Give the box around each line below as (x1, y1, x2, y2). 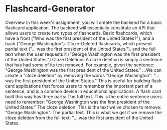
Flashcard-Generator (5, 3, 95, 14)
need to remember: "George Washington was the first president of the (5, 99, 150, 105)
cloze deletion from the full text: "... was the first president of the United (5, 115, 153, 121)
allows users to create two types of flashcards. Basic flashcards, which (5, 30, 152, 36)
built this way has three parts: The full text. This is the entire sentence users (5, 93, 162, 100)
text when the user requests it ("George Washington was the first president (5, 51, 160, 57)
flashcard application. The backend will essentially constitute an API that (5, 24, 155, 30)
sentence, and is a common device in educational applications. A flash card (5, 88, 161, 94)
